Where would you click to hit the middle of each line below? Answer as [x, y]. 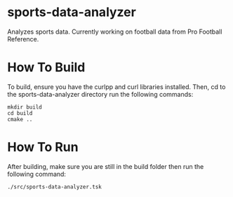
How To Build [46, 68]
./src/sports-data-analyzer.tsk [54, 186]
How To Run [43, 147]
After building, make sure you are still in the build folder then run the [106, 166]
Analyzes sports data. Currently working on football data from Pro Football [115, 32]
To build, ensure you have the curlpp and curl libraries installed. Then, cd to [116, 87]
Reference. [23, 39]
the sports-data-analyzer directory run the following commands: [100, 94]
